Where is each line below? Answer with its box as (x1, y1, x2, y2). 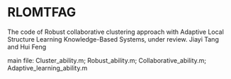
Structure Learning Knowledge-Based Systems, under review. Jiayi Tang (7, 35, 220, 43)
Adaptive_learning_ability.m (7, 63, 88, 72)
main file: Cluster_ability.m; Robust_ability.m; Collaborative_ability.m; (7, 56, 207, 64)
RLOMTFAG (7, 4, 77, 20)
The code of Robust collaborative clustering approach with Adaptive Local (7, 28, 225, 36)
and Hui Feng (7, 42, 47, 51)
